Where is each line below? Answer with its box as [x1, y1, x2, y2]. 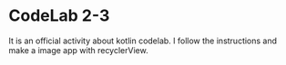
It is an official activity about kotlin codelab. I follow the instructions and [8, 35, 278, 46]
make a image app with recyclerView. [8, 44, 148, 55]
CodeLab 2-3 [8, 5, 110, 26]
